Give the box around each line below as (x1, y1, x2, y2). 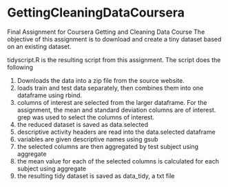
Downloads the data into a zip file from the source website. (17, 76, 185, 84)
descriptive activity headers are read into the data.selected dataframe (17, 128, 216, 136)
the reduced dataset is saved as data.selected (17, 120, 148, 128)
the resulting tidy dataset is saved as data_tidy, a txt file (17, 171, 175, 180)
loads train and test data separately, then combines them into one (17, 83, 204, 92)
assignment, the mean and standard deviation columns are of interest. (17, 106, 216, 114)
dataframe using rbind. (17, 91, 83, 99)
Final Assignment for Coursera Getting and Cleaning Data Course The (7, 28, 205, 36)
